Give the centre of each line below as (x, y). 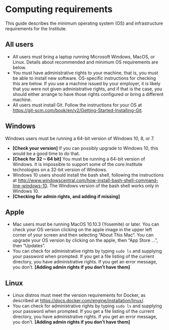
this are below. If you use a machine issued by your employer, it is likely (87, 83)
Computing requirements (59, 9)
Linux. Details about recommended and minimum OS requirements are (85, 62)
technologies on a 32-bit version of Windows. (60, 170)
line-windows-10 (30, 186)
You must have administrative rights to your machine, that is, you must (85, 73)
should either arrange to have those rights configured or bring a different (88, 94)
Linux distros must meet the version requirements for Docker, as (79, 295)
